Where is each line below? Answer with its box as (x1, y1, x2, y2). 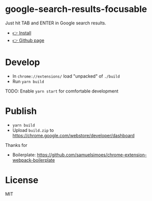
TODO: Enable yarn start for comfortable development (5, 88, 119, 94)
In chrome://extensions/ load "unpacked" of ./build (12, 73, 120, 79)
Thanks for (5, 142, 27, 148)
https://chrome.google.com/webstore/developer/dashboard (12, 132, 135, 138)
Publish (5, 105, 37, 117)
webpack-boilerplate (12, 157, 55, 163)
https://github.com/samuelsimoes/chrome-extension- (37, 152, 147, 158)
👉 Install (12, 30, 31, 36)
